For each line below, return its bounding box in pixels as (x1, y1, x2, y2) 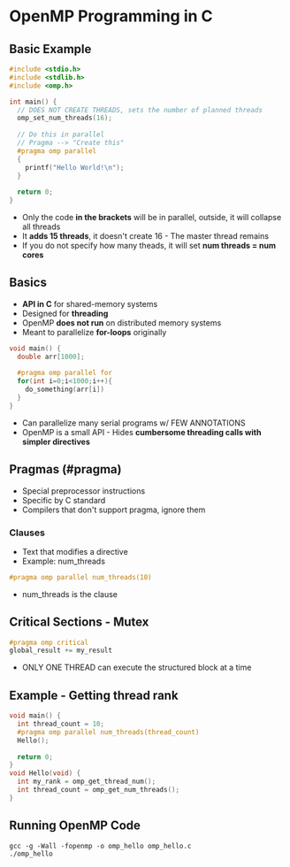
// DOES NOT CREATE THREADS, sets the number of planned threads (17, 105, 263, 114)
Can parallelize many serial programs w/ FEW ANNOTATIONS (21, 418, 246, 428)
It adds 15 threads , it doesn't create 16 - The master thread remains (21, 231, 270, 241)
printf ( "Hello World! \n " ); (25, 163, 125, 172)
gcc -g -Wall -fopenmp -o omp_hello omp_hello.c (9, 841, 192, 850)
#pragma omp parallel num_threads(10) (9, 572, 152, 581)
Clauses (9, 526, 46, 539)
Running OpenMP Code (9, 818, 141, 833)
